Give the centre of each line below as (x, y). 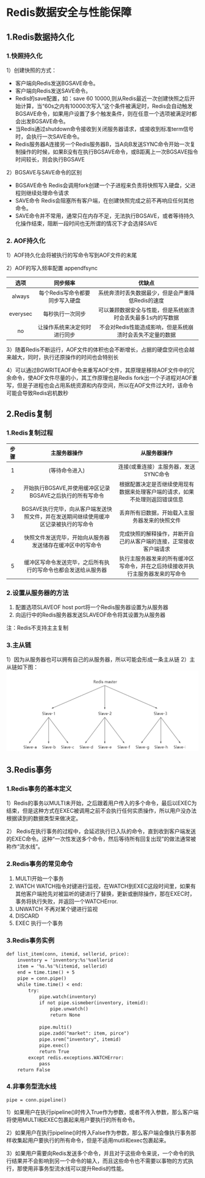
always (21, 296)
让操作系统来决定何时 (64, 327)
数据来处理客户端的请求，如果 (157, 491)
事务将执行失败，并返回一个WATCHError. (67, 901)
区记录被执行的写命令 (67, 524)
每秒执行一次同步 (65, 314)
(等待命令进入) (67, 471)
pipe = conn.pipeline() (37, 1100)
